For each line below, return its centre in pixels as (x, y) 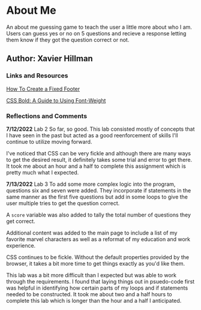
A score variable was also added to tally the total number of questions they (98, 215)
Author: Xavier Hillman (49, 58)
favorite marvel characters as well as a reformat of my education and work (98, 239)
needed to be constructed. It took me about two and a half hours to (89, 294)
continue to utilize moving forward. (49, 142)
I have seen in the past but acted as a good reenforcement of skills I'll (92, 135)
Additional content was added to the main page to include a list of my (92, 233)
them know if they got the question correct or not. (68, 40)
